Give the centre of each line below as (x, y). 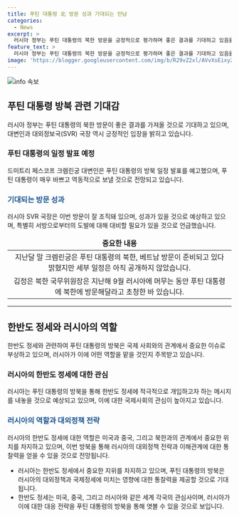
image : (17, 61)
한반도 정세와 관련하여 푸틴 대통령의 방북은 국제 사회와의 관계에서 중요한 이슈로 (117, 345)
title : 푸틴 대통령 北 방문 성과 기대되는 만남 (68, 14)
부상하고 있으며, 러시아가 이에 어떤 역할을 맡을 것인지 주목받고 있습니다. (106, 354)
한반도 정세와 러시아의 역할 (62, 327)
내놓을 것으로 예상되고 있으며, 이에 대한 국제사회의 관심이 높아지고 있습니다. (119, 400)
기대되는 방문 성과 (36, 199)
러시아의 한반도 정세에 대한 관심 (58, 375)
